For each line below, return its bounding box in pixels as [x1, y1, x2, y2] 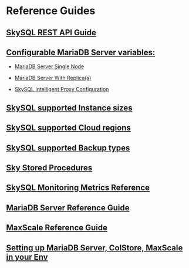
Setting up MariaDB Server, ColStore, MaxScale [6, 243, 183, 253]
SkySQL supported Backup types [6, 143, 130, 153]
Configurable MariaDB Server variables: [6, 47, 156, 57]
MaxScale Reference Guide [6, 223, 107, 233]
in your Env [6, 252, 48, 262]
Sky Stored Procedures [6, 163, 93, 173]
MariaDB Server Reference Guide [6, 203, 130, 213]
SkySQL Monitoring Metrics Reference [6, 183, 150, 193]
